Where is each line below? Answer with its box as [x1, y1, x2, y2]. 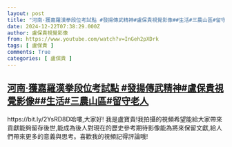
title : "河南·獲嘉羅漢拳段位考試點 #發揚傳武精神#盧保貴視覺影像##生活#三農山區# [7, 17, 216, 23]
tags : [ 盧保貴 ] [7, 42, 54, 49]
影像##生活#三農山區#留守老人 [16, 95, 149, 107]
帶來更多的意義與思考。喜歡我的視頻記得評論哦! [12, 132, 148, 140]
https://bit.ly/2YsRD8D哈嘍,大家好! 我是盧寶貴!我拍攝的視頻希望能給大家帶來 [7, 115, 223, 123]
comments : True [7, 49, 51, 56]
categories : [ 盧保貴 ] [7, 55, 72, 62]
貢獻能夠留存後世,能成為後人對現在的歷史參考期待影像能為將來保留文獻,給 [7, 124, 217, 132]
